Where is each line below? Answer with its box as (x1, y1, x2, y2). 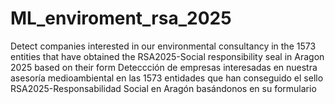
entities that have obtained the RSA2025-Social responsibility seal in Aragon (10, 50, 325, 62)
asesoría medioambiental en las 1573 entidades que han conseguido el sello (10, 72, 324, 84)
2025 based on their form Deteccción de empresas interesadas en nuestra (10, 61, 318, 73)
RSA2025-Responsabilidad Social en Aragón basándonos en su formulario (10, 82, 317, 94)
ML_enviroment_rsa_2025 (10, 7, 232, 30)
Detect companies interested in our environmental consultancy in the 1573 (10, 40, 317, 52)
